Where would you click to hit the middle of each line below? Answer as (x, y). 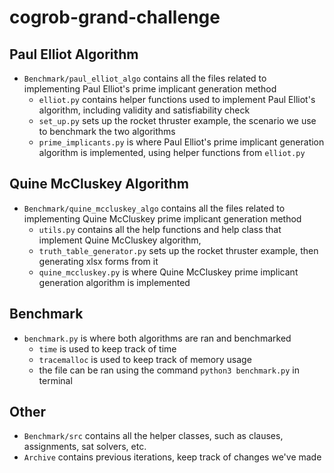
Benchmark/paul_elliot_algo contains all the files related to (145, 78)
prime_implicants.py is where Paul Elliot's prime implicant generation (181, 142)
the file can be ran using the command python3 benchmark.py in (169, 370)
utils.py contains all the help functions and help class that (160, 229)
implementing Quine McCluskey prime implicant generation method (162, 218)
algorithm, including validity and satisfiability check (144, 110)
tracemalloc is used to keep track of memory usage (145, 359)
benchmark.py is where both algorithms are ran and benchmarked (157, 338)
